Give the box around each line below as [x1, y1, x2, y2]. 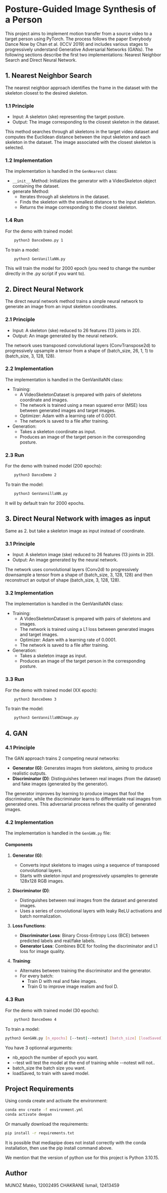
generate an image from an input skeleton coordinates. [5, 304, 118, 310]
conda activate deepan [5, 1112, 52, 1117]
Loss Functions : [12, 923, 46, 929]
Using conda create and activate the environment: [5, 1098, 108, 1104]
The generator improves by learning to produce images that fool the [5, 790, 144, 796]
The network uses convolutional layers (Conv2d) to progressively [5, 566, 139, 572]
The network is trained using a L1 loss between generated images [19, 626, 155, 632]
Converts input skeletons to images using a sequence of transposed [19, 862, 160, 868]
